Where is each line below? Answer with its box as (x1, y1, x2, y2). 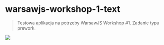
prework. (17, 25, 36, 31)
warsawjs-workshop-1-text (5, 3, 120, 15)
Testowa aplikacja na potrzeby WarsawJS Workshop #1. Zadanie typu (17, 20, 160, 26)
